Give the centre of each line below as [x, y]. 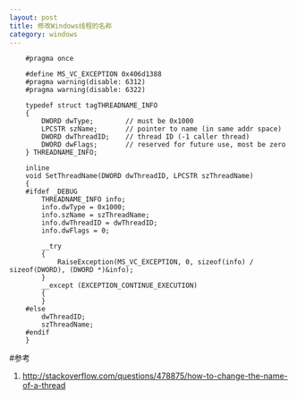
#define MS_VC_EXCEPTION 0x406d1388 [94, 74]
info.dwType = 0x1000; [84, 208]
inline [38, 168]
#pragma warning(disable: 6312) [85, 82]
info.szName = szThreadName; [96, 216]
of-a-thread [44, 386]
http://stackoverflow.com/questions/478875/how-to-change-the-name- [155, 376]
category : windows [43, 34]
